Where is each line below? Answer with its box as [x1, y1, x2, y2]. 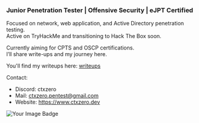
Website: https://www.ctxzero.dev [15, 98, 100, 106]
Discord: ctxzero [15, 86, 56, 93]
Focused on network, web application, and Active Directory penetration [6, 20, 184, 27]
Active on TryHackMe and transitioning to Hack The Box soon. [6, 33, 161, 40]
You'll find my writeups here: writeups [6, 62, 101, 69]
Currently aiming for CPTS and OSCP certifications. [6, 44, 135, 51]
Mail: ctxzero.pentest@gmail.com [15, 92, 99, 99]
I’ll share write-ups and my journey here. [6, 51, 107, 58]
